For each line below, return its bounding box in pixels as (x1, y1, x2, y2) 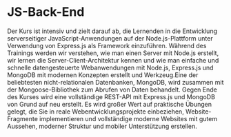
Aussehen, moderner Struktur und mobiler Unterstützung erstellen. (7, 122, 198, 130)
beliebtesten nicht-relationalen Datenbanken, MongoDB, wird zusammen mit (7, 78, 224, 86)
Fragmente (7, 114, 38, 123)
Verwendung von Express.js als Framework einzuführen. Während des (7, 41, 207, 50)
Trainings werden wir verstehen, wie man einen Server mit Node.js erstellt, (7, 49, 219, 57)
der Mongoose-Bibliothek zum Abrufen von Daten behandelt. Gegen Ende (7, 85, 217, 94)
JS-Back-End (7, 4, 85, 20)
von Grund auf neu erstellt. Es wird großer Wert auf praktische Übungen (7, 100, 212, 108)
